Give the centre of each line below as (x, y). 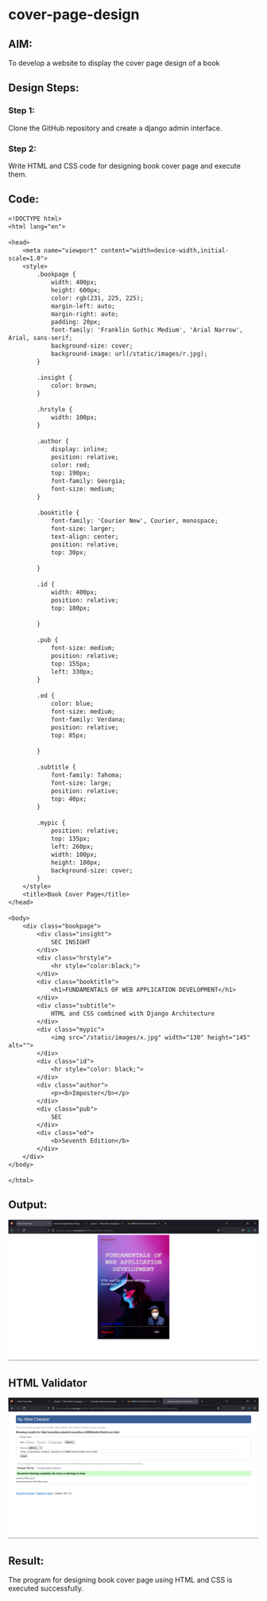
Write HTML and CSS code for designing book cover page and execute (124, 165)
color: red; (70, 465)
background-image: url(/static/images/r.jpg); (129, 354)
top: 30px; (69, 552)
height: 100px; (76, 863)
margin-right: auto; (85, 314)
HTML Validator (48, 1383)
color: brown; (74, 386)
